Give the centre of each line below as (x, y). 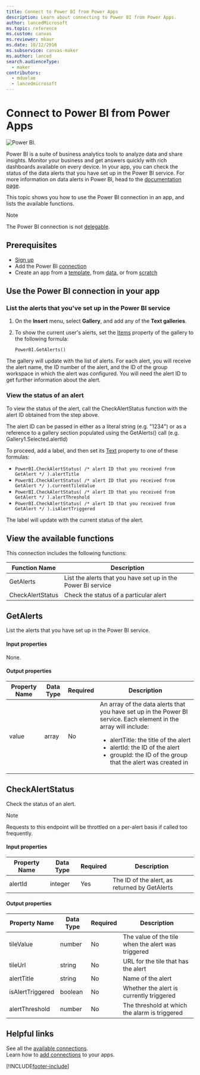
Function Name (34, 568)
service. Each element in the (139, 719)
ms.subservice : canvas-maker (42, 51)
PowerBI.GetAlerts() (40, 350)
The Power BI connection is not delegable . (58, 227)
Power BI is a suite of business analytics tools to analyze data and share (94, 154)
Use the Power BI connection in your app (83, 291)
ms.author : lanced (29, 56)
